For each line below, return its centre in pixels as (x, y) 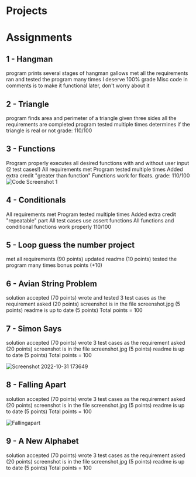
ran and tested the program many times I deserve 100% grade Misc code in (97, 80)
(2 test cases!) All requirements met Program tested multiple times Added (94, 169)
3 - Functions (31, 149)
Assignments (39, 38)
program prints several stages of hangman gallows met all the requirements (97, 73)
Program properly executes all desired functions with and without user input (98, 163)
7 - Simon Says (34, 329)
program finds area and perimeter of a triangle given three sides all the (91, 118)
